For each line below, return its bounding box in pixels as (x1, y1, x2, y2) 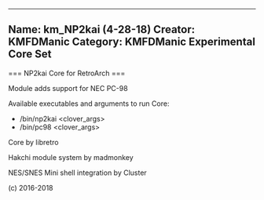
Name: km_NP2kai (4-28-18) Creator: (8, 23, 196, 36)
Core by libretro (8, 137, 59, 147)
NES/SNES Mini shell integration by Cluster (8, 168, 147, 177)
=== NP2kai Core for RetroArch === (8, 68, 126, 78)
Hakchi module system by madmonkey (8, 152, 134, 162)
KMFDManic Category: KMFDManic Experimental (8, 35, 255, 49)
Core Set (8, 48, 52, 61)
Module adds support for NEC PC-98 (8, 83, 128, 93)
